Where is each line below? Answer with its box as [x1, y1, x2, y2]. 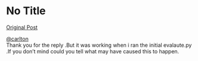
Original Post [6, 24, 38, 31]
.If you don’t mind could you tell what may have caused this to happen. [6, 47, 180, 54]
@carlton [6, 35, 29, 42]
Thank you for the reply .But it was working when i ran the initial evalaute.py [6, 41, 192, 49]
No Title [6, 4, 46, 18]
